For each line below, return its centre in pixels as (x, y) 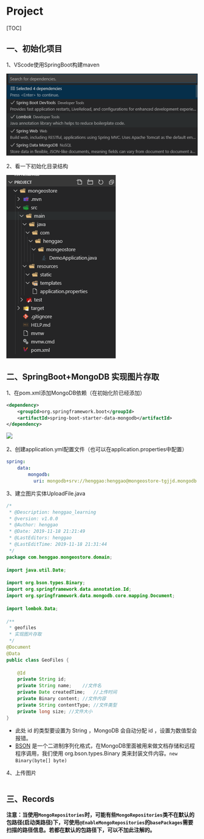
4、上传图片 (22, 773)
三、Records (30, 799)
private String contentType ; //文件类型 (67, 705)
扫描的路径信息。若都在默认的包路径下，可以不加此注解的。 (81, 830)
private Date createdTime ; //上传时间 (67, 692)
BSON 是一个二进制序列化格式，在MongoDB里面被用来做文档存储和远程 (105, 746)
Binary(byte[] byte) (41, 760)
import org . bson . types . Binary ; (46, 583)
